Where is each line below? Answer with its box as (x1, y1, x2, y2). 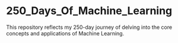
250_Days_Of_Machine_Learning (6, 4, 173, 18)
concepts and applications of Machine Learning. (6, 29, 125, 37)
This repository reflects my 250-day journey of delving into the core (6, 24, 173, 31)
